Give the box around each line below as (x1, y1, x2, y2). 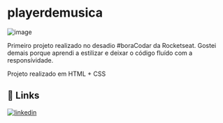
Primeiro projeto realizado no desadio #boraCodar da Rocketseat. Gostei (7, 41, 217, 49)
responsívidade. (7, 56, 54, 64)
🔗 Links (7, 90, 40, 101)
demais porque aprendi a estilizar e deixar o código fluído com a (7, 49, 193, 57)
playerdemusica (7, 5, 103, 21)
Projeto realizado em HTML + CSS (7, 69, 106, 78)
